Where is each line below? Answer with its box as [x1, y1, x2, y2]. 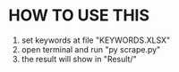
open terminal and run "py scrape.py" [21, 44, 161, 54]
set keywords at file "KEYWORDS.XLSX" [21, 35, 171, 45]
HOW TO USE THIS [8, 5, 149, 26]
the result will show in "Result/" [21, 53, 138, 64]
